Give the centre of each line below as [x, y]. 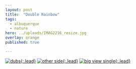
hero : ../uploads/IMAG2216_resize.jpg [46, 33]
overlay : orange [22, 38]
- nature [19, 28]
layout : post [19, 10]
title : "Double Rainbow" [32, 14]
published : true [22, 42]
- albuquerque [24, 24]
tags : [11, 19]
